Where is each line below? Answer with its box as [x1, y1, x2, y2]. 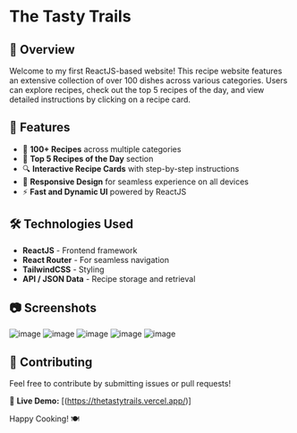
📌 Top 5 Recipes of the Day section [21, 153, 154, 164]
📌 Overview [9, 42, 75, 57]
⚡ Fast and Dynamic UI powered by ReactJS [21, 186, 187, 197]
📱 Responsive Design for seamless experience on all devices [21, 176, 249, 187]
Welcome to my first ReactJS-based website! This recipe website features [9, 65, 283, 76]
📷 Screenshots [9, 301, 97, 316]
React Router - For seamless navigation [21, 254, 170, 265]
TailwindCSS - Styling [21, 264, 105, 275]
